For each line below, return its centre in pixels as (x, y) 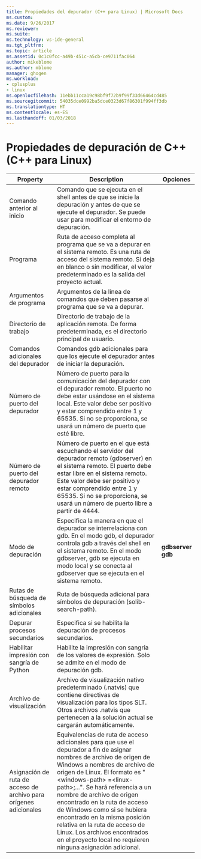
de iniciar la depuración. (90, 364)
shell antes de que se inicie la (98, 197)
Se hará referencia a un (118, 788)
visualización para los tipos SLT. (102, 702)
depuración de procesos (91, 630)
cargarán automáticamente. (95, 725)
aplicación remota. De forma (96, 324)
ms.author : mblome (29, 68)
